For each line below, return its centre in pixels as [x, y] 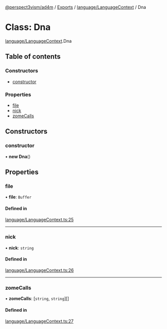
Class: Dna [28, 27]
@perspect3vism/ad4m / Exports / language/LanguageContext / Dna [76, 7]
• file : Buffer [18, 197]
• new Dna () [18, 157]
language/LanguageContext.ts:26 [40, 270]
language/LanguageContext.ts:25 [39, 219]
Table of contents [33, 57]
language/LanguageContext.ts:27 [39, 321]
